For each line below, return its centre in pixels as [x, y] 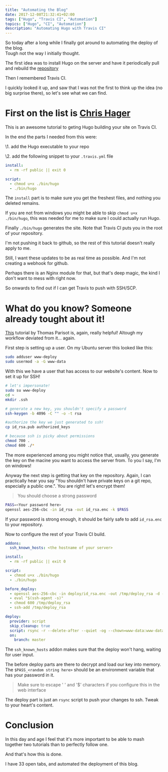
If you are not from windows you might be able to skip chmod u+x [71, 213]
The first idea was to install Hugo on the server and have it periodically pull [82, 63]
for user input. [20, 655]
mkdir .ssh [16, 400]
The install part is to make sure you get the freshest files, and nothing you [83, 198]
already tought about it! [55, 319]
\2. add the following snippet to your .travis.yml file [59, 156]
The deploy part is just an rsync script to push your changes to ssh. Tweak [82, 700]
